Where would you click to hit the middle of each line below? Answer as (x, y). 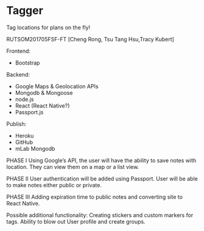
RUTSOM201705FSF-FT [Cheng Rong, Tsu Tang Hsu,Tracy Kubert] (90, 39)
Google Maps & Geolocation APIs (57, 86)
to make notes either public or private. (54, 185)
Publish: (16, 124)
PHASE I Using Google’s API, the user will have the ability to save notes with (101, 160)
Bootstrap (27, 63)
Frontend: (19, 51)
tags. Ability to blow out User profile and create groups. (76, 221)
